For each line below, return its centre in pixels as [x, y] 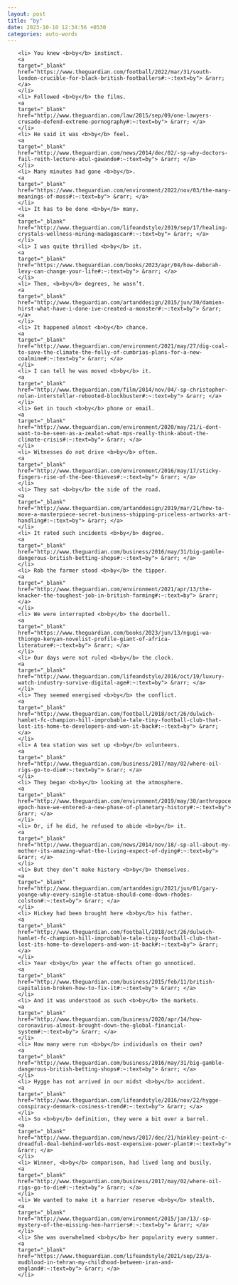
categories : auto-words [43, 34]
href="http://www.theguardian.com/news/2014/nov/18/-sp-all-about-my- [124, 845]
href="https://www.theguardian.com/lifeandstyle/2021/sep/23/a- [115, 1257]
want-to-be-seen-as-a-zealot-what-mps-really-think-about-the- [113, 434]
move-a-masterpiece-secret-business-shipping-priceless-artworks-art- [124, 515]
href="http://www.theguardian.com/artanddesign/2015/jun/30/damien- [121, 303]
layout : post [27, 14]
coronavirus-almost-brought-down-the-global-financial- [102, 1026]
